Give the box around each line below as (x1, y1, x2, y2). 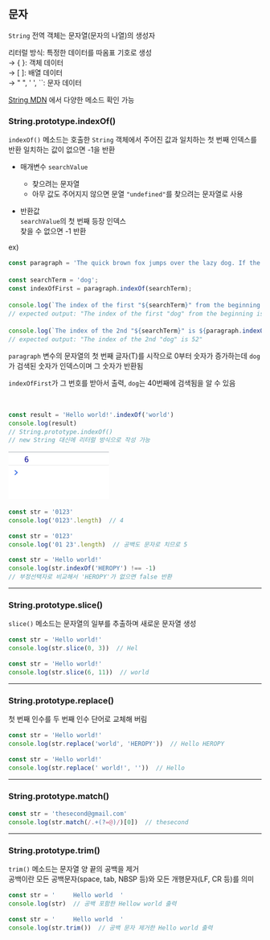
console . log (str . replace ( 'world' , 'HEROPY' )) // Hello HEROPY (8, 740, 225, 748)
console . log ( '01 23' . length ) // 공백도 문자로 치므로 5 (8, 540, 188, 549)
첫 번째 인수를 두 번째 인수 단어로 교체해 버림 (8, 715, 148, 724)
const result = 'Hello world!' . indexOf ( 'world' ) (8, 410, 174, 418)
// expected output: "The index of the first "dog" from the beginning (8, 310, 253, 318)
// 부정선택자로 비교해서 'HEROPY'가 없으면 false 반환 (8, 573, 173, 581)
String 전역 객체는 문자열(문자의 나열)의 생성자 (8, 31, 155, 40)
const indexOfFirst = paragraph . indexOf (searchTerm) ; (8, 284, 193, 292)
